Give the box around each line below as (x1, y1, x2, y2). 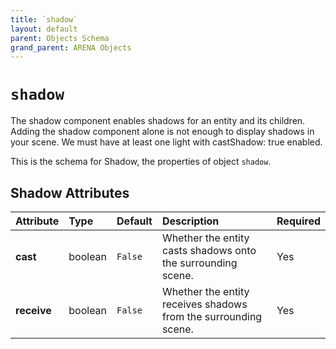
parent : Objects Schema (10, 33, 110, 43)
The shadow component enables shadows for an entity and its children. (10, 115, 306, 127)
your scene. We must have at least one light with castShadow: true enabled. (10, 136, 323, 148)
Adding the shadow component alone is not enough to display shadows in (10, 126, 315, 138)
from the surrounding (161, 310, 263, 323)
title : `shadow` (10, 14, 78, 25)
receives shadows (161, 297, 248, 311)
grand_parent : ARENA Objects (10, 42, 132, 53)
